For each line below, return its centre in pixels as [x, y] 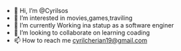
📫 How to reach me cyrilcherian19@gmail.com [80, 40]
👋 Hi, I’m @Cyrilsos [41, 11]
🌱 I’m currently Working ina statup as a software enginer [94, 25]
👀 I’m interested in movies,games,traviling [73, 18]
